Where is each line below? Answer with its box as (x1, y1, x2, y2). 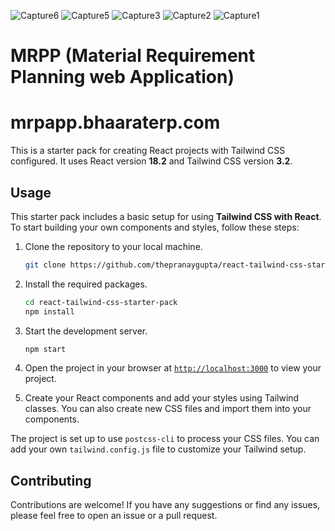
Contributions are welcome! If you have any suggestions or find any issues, (10, 499, 321, 511)
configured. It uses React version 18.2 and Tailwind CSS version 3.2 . (10, 155, 293, 167)
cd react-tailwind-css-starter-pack (24, 297, 178, 307)
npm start (24, 344, 67, 354)
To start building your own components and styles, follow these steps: (10, 221, 300, 233)
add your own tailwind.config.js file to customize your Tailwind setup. (10, 443, 307, 455)
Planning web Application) (10, 66, 235, 89)
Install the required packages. (24, 278, 148, 290)
